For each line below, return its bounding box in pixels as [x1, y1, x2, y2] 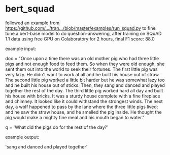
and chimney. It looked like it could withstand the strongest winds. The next [5, 98, 163, 104]
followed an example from [5, 20, 60, 26]
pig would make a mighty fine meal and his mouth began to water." [5, 114, 145, 120]
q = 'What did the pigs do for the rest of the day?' [5, 124, 109, 130]
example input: [5, 45, 37, 51]
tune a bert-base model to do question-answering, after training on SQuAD [5, 30, 162, 36]
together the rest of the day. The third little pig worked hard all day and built [5, 87, 163, 93]
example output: [5, 134, 40, 140]
